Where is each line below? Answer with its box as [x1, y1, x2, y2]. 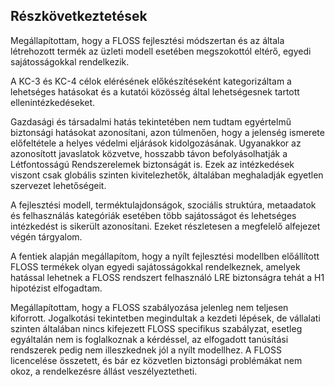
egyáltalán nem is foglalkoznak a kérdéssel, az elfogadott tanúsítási [10, 333, 289, 345]
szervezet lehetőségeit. [10, 179, 107, 191]
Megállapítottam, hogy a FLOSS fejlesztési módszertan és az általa [10, 34, 285, 46]
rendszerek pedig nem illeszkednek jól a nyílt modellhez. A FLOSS [10, 344, 282, 356]
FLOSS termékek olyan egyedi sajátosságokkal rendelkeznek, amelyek [10, 260, 301, 273]
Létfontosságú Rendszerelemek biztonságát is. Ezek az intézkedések [10, 158, 295, 170]
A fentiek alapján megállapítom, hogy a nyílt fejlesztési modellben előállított [10, 250, 320, 262]
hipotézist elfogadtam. [10, 282, 103, 294]
